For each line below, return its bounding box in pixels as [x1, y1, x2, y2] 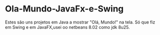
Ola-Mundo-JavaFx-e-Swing [5, 3, 124, 14]
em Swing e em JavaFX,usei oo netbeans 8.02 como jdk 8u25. [5, 24, 130, 30]
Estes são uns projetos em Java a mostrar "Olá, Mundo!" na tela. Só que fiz [5, 19, 155, 25]
